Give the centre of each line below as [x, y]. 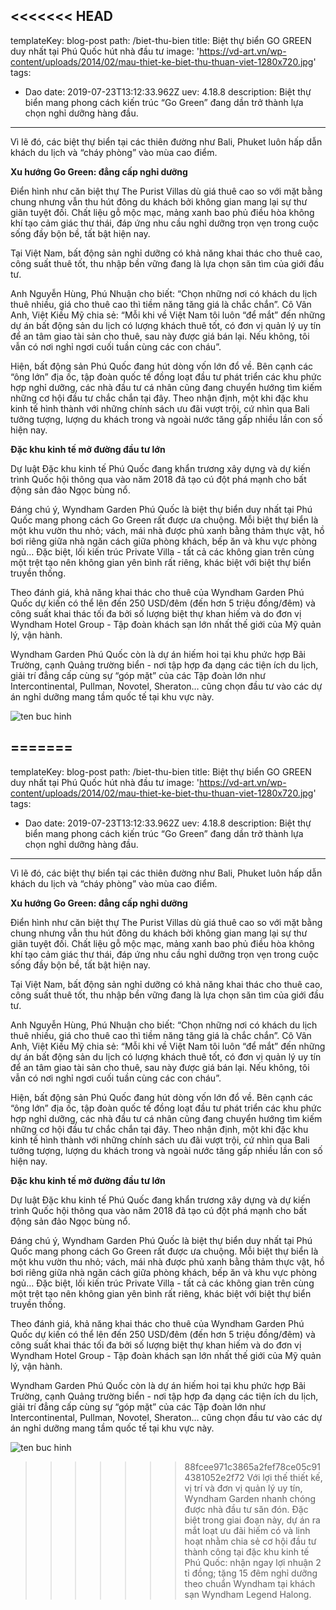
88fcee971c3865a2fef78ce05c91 [252, 1466]
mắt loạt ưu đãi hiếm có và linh [247, 1530]
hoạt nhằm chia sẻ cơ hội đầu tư [250, 1541]
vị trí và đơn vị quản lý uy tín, [243, 1488]
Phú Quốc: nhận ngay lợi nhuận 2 [253, 1562]
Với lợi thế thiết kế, [284, 1477]
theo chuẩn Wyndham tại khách [250, 1583]
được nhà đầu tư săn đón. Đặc [246, 1509]
